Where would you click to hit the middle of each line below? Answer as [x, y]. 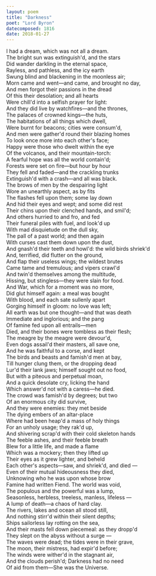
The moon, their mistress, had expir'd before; [62, 548]
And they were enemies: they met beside [57, 408]
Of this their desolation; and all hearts [52, 96]
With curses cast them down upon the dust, [60, 242]
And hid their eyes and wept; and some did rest [64, 204]
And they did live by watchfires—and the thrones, [67, 109]
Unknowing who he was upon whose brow [59, 478]
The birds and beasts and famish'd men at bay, [64, 357]
